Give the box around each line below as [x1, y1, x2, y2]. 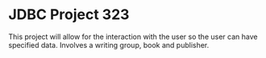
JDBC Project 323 [8, 6, 130, 24]
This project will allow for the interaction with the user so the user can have [8, 32, 258, 41]
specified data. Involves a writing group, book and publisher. [8, 40, 210, 49]
